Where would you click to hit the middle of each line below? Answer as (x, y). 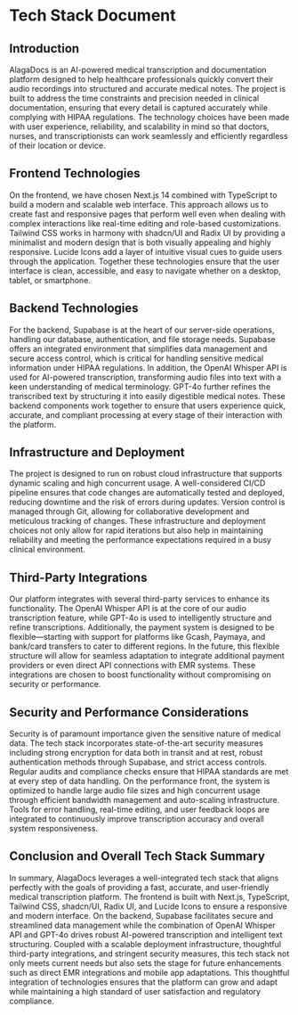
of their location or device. (58, 145)
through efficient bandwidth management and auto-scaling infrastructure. (145, 800)
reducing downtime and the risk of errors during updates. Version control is (147, 502)
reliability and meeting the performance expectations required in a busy (140, 540)
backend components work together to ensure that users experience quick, (148, 405)
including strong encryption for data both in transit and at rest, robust (136, 753)
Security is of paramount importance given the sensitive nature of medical (145, 734)
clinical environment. (48, 550)
